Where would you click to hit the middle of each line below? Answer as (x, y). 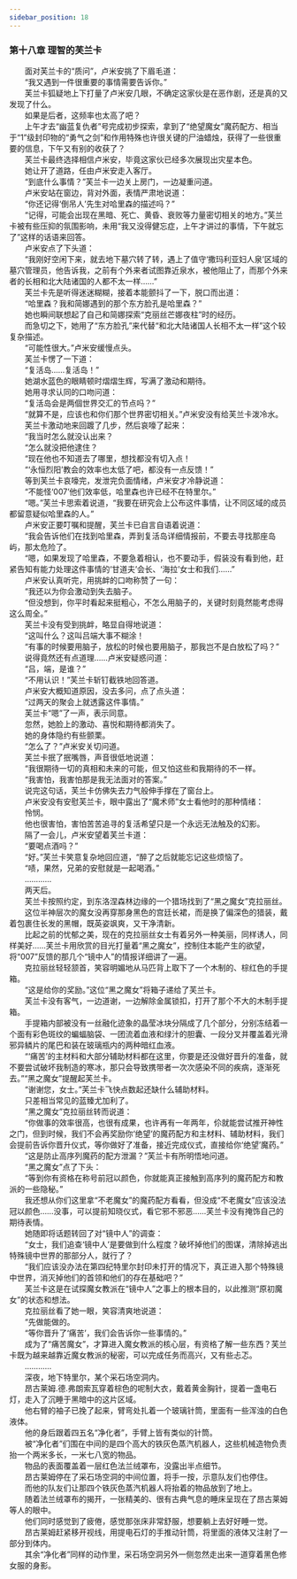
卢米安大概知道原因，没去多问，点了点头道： (106, 691)
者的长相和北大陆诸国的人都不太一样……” (83, 281)
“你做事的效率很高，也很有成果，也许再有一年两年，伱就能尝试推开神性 (154, 1122)
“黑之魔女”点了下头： (63, 1166)
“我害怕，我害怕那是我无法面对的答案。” (96, 779)
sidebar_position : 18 (49, 17)
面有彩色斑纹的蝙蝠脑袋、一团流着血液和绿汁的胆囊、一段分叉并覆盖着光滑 (152, 1033)
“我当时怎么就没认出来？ (69, 436)
